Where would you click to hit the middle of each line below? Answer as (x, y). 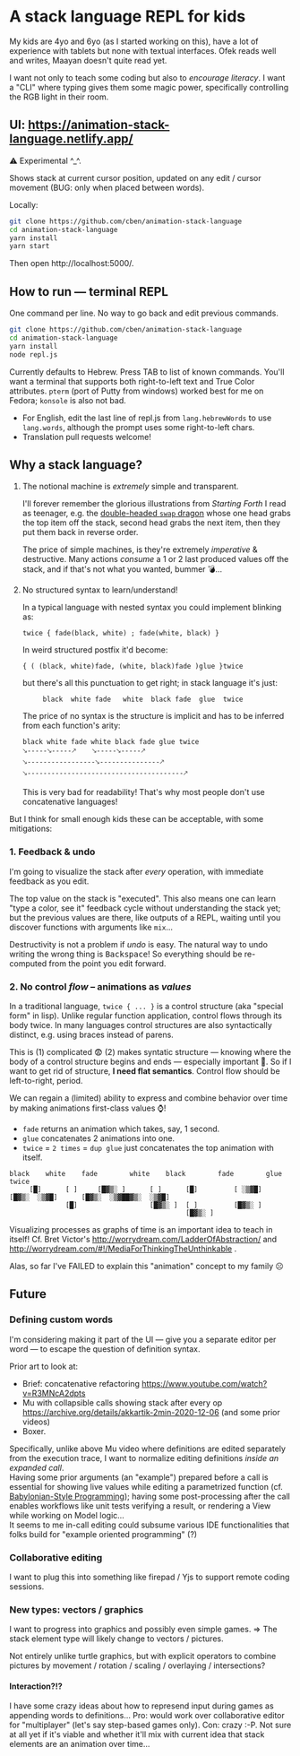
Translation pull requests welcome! (87, 437)
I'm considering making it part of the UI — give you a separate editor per (143, 1339)
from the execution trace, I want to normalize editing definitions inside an (144, 1458)
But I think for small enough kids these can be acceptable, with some (137, 819)
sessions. (27, 1586)
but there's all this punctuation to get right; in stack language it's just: (150, 683)
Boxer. (34, 1431)
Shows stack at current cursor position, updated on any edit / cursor (135, 177)
